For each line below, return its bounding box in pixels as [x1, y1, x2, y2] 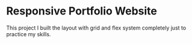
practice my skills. [6, 30, 51, 37]
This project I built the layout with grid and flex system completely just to [6, 24, 187, 31]
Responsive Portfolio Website [6, 4, 158, 18]
